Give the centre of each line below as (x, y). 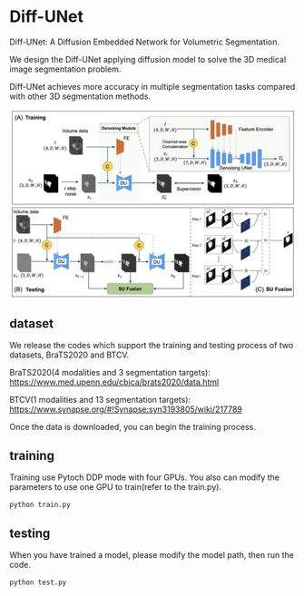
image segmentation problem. (65, 69)
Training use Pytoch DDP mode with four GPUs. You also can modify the (144, 477)
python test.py (38, 582)
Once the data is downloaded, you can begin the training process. (132, 427)
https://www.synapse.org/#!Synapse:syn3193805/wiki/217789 (126, 409)
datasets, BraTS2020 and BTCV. (69, 355)
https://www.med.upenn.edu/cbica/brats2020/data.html (114, 382)
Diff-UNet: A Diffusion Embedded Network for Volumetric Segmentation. (144, 42)
